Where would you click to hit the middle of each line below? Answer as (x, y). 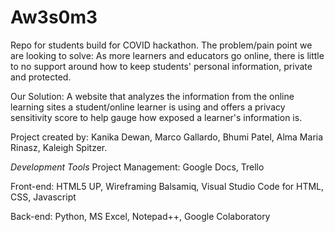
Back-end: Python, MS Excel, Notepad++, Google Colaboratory (140, 216)
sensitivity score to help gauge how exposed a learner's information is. (156, 117)
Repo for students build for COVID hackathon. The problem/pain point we (161, 45)
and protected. (41, 77)
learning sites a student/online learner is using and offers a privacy (148, 107)
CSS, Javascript (43, 197)
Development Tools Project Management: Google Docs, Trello (137, 167)
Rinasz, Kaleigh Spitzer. (59, 147)
